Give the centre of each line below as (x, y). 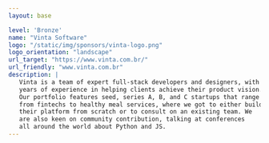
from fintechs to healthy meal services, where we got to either (130, 105)
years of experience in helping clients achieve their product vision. (141, 89)
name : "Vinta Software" (48, 38)
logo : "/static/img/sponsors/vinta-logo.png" (85, 45)
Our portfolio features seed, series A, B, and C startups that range (139, 97)
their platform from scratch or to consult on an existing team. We (135, 112)
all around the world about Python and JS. (92, 127)
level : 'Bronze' (35, 30)
